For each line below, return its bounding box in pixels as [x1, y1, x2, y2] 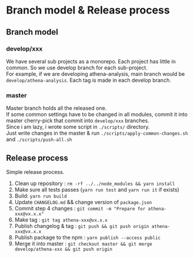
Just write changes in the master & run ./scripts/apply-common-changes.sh [6, 130, 188, 137]
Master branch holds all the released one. [6, 105, 107, 112]
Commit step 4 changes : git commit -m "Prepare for [14, 205, 146, 212]
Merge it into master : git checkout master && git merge [14, 240, 153, 247]
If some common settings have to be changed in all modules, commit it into [6, 111, 188, 118]
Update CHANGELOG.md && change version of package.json [14, 198, 152, 206]
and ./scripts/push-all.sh [6, 136, 72, 143]
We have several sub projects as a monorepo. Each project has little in [6, 58, 176, 65]
